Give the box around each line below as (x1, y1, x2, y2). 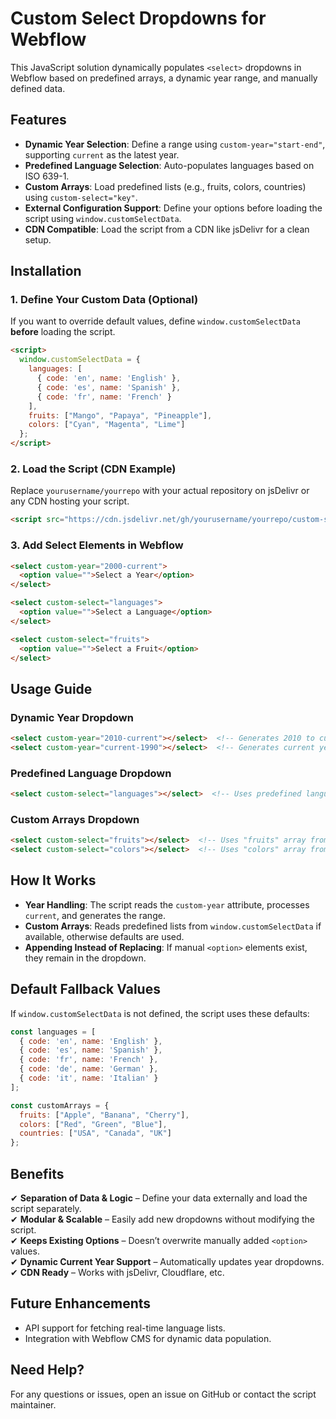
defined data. (10, 82, 66, 94)
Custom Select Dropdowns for (10, 7, 267, 30)
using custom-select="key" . (24, 191, 138, 203)
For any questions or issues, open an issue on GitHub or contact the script (10, 1388, 317, 1400)
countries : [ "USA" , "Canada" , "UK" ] (19, 1128, 172, 1139)
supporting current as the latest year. (24, 148, 180, 161)
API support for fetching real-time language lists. (24, 1322, 226, 1334)
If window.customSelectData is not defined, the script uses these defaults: (10, 1007, 310, 1019)
